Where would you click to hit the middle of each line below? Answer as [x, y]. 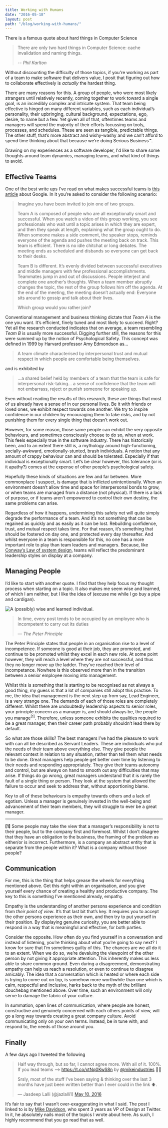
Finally [16, 1042]
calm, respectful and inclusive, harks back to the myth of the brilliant [76, 985]
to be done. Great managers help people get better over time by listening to [83, 759]
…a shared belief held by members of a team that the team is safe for [88, 378]
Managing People [33, 571]
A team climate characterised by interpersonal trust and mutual [82, 354]
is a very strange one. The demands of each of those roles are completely [81, 701]
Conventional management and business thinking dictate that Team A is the [83, 317]
